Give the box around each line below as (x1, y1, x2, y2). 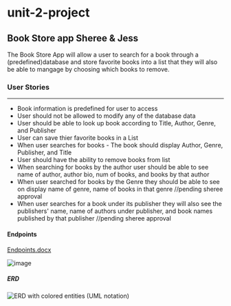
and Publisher (16, 126, 57, 135)
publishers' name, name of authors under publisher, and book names (16, 207, 213, 215)
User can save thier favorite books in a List (16, 134, 139, 142)
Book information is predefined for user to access (16, 105, 158, 113)
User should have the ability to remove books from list (16, 156, 170, 164)
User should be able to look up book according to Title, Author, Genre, (16, 119, 217, 127)
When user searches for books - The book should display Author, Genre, (16, 141, 223, 150)
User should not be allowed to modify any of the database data (16, 112, 196, 120)
